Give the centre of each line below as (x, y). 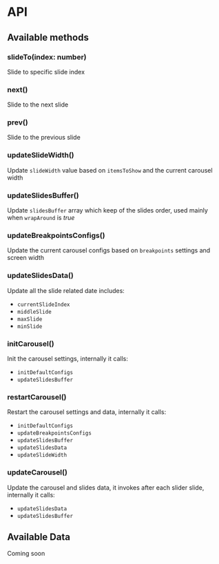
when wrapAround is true (41, 218)
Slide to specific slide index (46, 72)
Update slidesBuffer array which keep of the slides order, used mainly (108, 210)
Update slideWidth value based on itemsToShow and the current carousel (110, 170)
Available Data (39, 537)
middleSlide (34, 312)
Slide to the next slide (38, 105)
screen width (26, 258)
